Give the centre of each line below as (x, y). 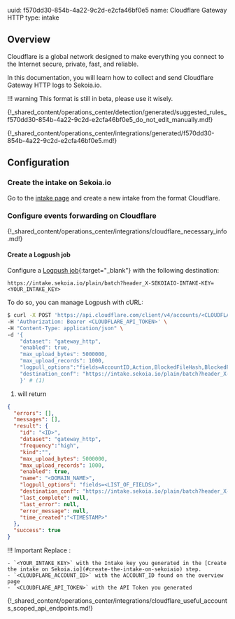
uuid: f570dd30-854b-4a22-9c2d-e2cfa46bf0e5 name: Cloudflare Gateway (117, 10)
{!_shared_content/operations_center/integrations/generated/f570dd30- (111, 133)
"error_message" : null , (55, 511)
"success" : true (37, 531)
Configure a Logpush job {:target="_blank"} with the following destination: (113, 270)
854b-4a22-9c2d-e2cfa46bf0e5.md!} (62, 140)
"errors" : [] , (34, 413)
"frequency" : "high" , (50, 445)
